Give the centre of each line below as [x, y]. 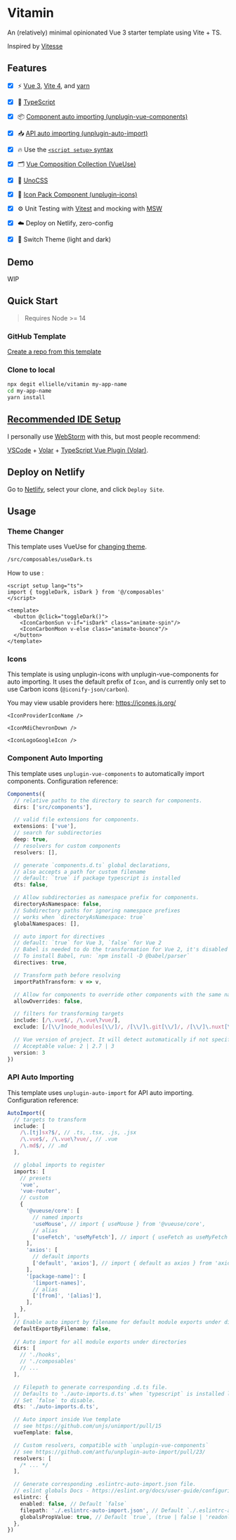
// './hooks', [40, 1355]
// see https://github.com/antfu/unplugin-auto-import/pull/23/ [110, 1452]
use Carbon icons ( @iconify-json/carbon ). [68, 689]
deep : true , [31, 839]
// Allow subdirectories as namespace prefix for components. [106, 898]
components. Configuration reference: [63, 781]
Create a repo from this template [54, 352]
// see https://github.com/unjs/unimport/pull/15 [87, 1426]
